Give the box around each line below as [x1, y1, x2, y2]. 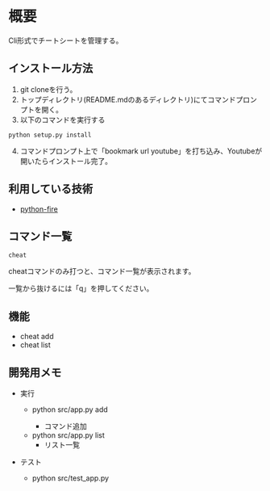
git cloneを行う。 [19, 84, 77, 94]
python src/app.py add [31, 405, 109, 414]
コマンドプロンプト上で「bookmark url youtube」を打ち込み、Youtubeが [19, 146, 263, 156]
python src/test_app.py [31, 473, 110, 483]
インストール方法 [8, 61, 93, 75]
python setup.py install [8, 131, 92, 139]
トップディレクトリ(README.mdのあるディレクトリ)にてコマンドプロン [19, 94, 258, 104]
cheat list [19, 340, 51, 350]
